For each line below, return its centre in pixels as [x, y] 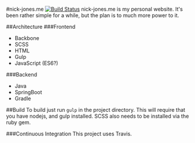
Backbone [27, 38]
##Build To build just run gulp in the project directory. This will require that [96, 110]
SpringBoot [28, 92]
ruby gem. [19, 122]
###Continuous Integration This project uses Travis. [69, 134]
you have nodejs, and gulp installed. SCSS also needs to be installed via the [97, 116]
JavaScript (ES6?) [36, 63]
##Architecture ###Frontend [41, 27]
